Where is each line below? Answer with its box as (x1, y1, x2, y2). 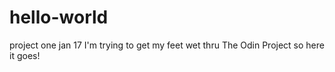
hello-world (9, 6, 109, 29)
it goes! (9, 49, 41, 61)
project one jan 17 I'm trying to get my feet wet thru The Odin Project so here (9, 39, 325, 51)
